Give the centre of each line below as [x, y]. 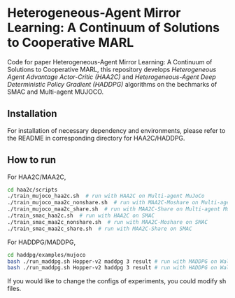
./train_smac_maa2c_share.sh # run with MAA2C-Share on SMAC [100, 229]
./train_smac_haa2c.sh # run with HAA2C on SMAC [81, 216]
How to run [32, 160]
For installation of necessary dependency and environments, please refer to [116, 130]
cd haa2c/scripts [33, 190]
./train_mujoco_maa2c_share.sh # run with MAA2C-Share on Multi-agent [114, 209]
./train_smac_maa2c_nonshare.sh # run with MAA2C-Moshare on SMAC [108, 222]
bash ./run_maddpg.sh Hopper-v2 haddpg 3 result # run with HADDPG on [112, 268]
